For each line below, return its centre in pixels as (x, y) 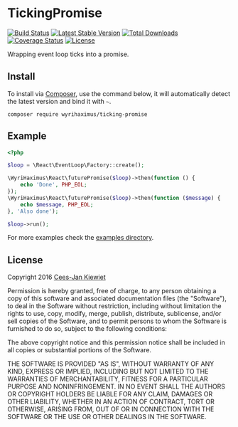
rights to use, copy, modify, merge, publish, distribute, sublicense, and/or (114, 314)
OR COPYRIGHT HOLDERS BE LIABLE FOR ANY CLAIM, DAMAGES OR (110, 394)
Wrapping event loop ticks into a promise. (68, 54)
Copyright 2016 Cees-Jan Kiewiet (56, 277)
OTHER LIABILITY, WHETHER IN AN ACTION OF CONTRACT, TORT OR (111, 402)
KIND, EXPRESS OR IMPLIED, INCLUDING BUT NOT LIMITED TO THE (108, 371)
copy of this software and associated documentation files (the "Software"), (117, 299)
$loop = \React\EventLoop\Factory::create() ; (76, 165)
